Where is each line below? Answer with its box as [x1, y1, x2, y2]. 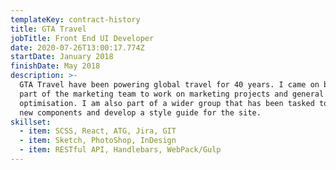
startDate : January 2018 [10, 52, 114, 62]
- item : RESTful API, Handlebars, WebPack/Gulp [19, 145, 222, 155]
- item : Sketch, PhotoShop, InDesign [19, 136, 177, 146]
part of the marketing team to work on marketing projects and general [19, 89, 325, 99]
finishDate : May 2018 [10, 61, 101, 71]
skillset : [10, 117, 52, 127]
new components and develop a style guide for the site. [19, 107, 262, 118]
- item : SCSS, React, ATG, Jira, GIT [19, 126, 177, 136]
